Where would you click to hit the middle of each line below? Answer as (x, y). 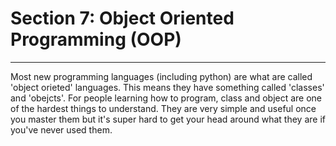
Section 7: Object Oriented (122, 18)
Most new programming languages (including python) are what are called (161, 76)
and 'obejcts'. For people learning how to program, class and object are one (166, 98)
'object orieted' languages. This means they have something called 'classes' (167, 87)
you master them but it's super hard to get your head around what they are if (168, 119)
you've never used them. (61, 129)
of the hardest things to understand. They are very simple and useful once (163, 108)
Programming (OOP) (96, 39)
